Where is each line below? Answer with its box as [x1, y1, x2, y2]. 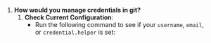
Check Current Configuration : [24, 13, 114, 21]
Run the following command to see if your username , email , [34, 21, 204, 28]
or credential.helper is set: [34, 28, 116, 36]
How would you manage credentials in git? [13, 6, 141, 14]
